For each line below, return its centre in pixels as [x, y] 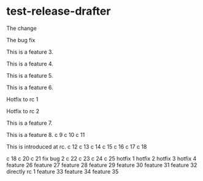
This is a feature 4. [30, 64]
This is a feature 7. [29, 123]
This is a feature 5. [30, 75]
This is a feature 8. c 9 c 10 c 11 [46, 135]
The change [21, 28]
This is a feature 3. [30, 52]
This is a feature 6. [30, 87]
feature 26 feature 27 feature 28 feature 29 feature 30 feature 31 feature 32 [102, 165]
